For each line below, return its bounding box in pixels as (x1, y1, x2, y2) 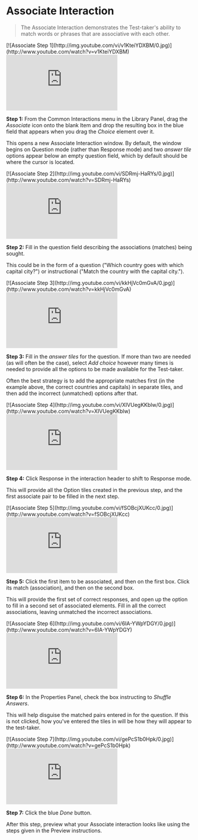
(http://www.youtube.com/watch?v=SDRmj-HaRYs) (6, 176, 132, 183)
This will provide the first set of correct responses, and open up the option (6, 595, 188, 603)
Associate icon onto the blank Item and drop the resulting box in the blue (6, 121, 184, 128)
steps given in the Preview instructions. (6, 827, 103, 834)
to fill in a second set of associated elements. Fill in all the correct (6, 602, 166, 609)
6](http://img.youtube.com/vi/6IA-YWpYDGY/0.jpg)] (49, 620, 176, 627)
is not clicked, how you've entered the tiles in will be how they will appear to (6, 717, 192, 725)
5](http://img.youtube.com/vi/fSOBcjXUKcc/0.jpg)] (49, 504, 174, 511)
